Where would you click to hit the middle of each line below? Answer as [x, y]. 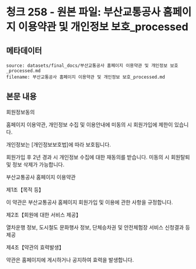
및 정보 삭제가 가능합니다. [35, 164]
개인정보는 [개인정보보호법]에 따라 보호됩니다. [58, 144]
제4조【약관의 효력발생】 [35, 247]
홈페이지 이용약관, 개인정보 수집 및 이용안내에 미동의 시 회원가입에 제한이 [89, 124]
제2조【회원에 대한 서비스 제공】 [44, 215]
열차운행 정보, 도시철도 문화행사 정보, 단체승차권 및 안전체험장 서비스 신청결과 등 [98, 227]
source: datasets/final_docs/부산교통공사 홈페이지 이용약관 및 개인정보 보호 [92, 66]
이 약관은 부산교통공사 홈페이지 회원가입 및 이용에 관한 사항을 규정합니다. [89, 202]
